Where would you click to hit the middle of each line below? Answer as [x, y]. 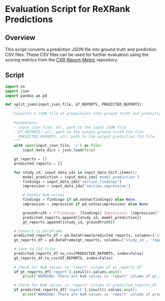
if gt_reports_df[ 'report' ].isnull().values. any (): [68, 272]
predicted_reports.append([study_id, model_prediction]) [82, 218]
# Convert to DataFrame [38, 231]
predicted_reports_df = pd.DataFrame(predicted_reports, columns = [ [84, 236]
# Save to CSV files [35, 249]
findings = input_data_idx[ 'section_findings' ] [72, 182]
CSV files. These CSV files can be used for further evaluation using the [77, 55]
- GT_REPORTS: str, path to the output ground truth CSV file [79, 132]
